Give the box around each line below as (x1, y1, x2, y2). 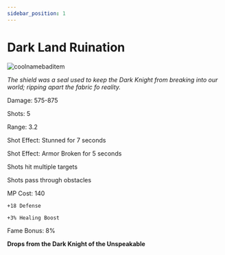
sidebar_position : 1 (7, 10, 67, 17)
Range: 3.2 (7, 123, 38, 131)
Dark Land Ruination (7, 39, 126, 55)
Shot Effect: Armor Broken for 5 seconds (7, 149, 122, 158)
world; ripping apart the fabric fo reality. (7, 83, 121, 91)
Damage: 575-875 (7, 96, 58, 104)
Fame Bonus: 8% (7, 226, 56, 234)
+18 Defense (7, 202, 41, 209)
